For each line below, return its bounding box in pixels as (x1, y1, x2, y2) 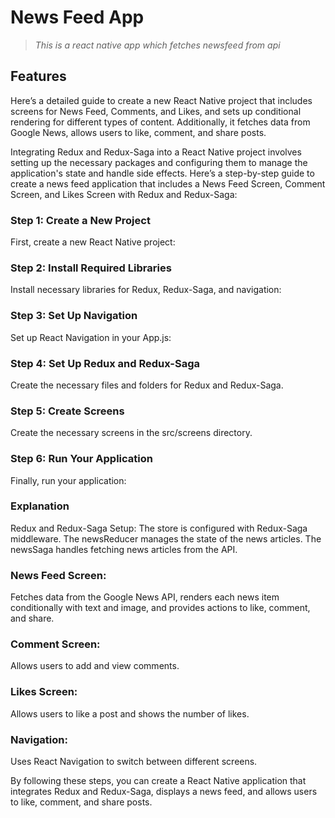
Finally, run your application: (10, 474, 127, 486)
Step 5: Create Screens (10, 404, 125, 418)
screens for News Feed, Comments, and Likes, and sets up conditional (10, 105, 302, 117)
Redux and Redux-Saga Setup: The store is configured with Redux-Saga (10, 522, 308, 534)
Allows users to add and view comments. (10, 660, 180, 672)
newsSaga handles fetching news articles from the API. (10, 543, 238, 555)
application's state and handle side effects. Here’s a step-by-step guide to (10, 167, 315, 179)
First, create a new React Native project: (10, 236, 176, 248)
